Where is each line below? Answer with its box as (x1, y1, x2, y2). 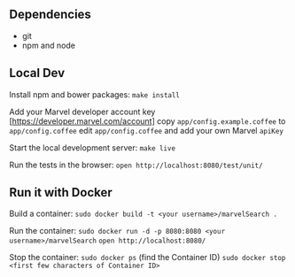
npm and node (21, 40, 75, 50)
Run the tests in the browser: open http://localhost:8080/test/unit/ (9, 159, 263, 170)
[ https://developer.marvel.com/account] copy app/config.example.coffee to (9, 115, 286, 127)
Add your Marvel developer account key (9, 106, 156, 117)
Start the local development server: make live (9, 142, 175, 153)
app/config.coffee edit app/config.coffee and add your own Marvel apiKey (9, 125, 283, 135)
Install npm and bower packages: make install (9, 88, 180, 100)
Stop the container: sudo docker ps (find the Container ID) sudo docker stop (9, 252, 286, 263)
